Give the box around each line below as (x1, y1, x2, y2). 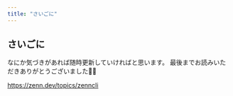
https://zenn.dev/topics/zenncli (7, 81, 99, 90)
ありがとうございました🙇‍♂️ (19, 67, 97, 76)
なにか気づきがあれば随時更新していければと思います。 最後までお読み (7, 58, 215, 67)
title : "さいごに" (7, 10, 58, 18)
